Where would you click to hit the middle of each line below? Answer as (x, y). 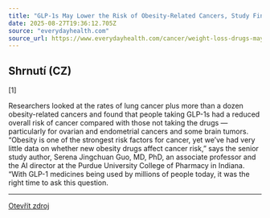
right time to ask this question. (58, 183)
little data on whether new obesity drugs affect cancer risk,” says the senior (134, 149)
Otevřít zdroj (29, 206)
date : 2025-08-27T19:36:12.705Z (62, 23)
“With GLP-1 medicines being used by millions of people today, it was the (129, 175)
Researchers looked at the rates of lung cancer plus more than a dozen (126, 106)
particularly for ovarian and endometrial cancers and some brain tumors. (129, 132)
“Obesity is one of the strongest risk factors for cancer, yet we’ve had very (132, 140)
